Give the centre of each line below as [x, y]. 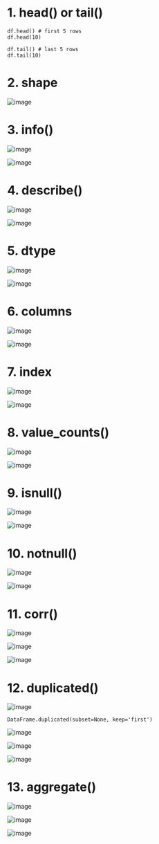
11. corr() [33, 614]
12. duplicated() [53, 688]
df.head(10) [24, 37]
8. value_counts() [58, 432]
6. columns [40, 311]
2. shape [32, 83]
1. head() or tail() [55, 13]
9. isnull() [35, 493]
